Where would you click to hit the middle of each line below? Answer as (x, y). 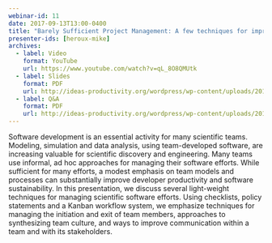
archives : (25, 46)
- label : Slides (43, 76)
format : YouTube (51, 62)
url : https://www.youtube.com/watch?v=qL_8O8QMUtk (110, 69)
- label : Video (41, 53)
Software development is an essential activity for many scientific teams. (128, 137)
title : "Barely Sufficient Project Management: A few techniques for (128, 31)
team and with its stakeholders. (61, 231)
